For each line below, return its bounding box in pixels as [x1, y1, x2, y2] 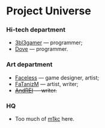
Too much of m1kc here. [14, 115, 75, 123]
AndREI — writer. [14, 87, 57, 94]
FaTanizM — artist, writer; [14, 80, 79, 87]
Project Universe [6, 4, 91, 18]
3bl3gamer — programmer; [14, 39, 83, 46]
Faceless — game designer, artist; [14, 74, 100, 81]
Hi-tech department [6, 26, 66, 34]
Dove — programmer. [14, 45, 68, 53]
